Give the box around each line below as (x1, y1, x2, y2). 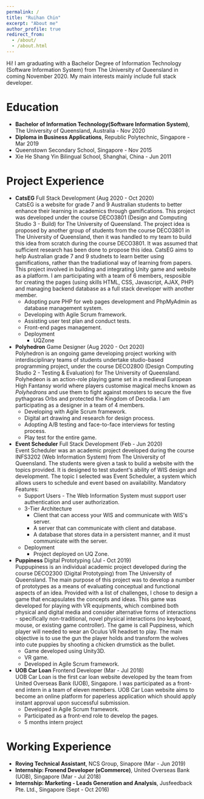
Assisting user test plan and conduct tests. (24, 317, 131, 325)
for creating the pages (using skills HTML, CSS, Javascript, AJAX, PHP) (15, 278, 194, 286)
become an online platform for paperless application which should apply (15, 692, 196, 700)
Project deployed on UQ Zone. (33, 550, 109, 557)
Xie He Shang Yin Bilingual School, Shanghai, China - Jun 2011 (15, 153, 172, 160)
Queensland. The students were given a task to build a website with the (15, 459, 194, 466)
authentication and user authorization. (24, 498, 120, 505)
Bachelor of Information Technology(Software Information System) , (15, 120, 190, 128)
